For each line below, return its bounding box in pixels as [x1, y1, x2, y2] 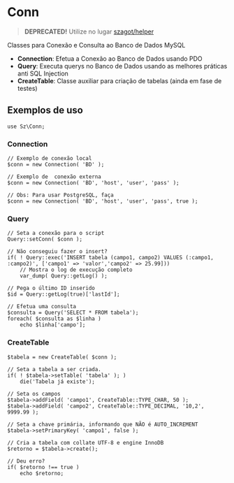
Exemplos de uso [7, 104, 84, 116]
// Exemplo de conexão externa [7, 173, 101, 180]
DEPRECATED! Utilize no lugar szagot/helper [24, 27, 154, 36]
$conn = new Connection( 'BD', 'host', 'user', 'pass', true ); [7, 198, 198, 205]
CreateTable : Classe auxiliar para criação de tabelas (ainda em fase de [17, 76, 222, 85]
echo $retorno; [20, 470, 64, 477]
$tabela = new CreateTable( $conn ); [7, 354, 117, 361]
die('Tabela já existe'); [20, 378, 96, 385]
